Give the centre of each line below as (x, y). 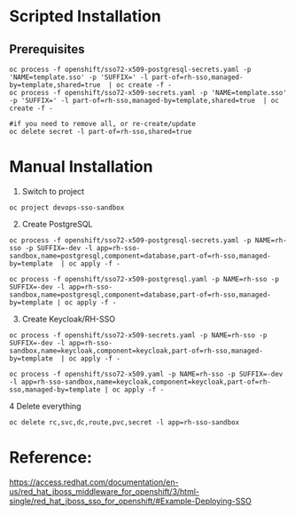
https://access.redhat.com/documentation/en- (94, 482)
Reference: (51, 458)
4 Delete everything (45, 406)
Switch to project (53, 191)
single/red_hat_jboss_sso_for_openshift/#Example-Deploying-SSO (131, 501)
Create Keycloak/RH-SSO (69, 319)
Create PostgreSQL (57, 224)
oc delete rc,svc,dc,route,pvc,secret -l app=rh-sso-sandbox (124, 422)
